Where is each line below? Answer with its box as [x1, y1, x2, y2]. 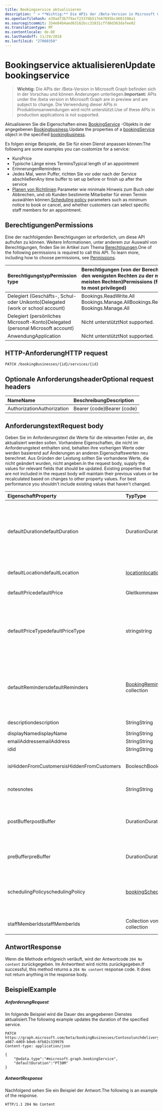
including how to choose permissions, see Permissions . [5, 254, 116, 260]
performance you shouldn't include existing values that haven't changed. [5, 481, 151, 487]
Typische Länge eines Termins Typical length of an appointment [12, 161, 139, 166]
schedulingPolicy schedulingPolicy [7, 888, 85, 895]
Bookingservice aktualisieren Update [5, 59, 156, 70]
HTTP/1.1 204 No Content [5, 1102, 55, 1107]
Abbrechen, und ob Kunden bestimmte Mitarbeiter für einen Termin [12, 191, 147, 197]
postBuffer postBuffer [7, 818, 56, 825]
